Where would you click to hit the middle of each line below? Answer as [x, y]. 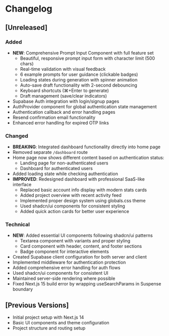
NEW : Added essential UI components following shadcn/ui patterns [82, 235]
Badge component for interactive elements [65, 251]
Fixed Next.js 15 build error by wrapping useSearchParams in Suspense [87, 284]
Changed [17, 136]
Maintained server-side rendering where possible [64, 278]
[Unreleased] [26, 28]
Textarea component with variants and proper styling [75, 241]
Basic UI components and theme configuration [61, 323]
